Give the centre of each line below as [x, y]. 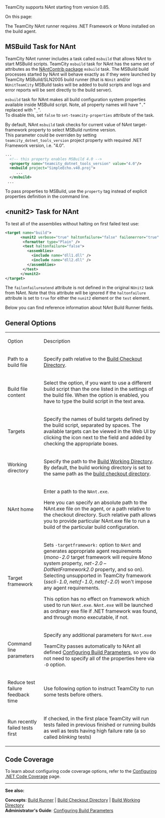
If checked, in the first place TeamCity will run [96, 719]
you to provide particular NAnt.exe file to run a [97, 521]
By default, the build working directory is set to [97, 467]
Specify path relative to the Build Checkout [93, 359]
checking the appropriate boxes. [81, 444]
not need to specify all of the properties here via [99, 658]
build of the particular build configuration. [91, 527]
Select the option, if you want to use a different [97, 383]
